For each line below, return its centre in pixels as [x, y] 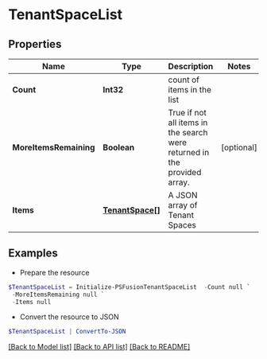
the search [188, 133]
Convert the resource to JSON [69, 317]
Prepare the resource [54, 272]
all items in [188, 123]
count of [184, 80]
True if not [187, 113]
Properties [35, 44]
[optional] [240, 147]
